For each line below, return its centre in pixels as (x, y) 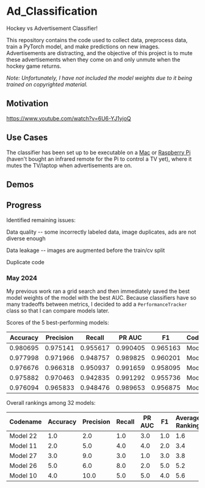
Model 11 (23, 446)
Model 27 (23, 456)
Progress (24, 205)
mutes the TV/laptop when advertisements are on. (69, 165)
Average (188, 418)
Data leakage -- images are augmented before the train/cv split (86, 250)
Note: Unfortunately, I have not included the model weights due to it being (99, 78)
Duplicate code (25, 262)
